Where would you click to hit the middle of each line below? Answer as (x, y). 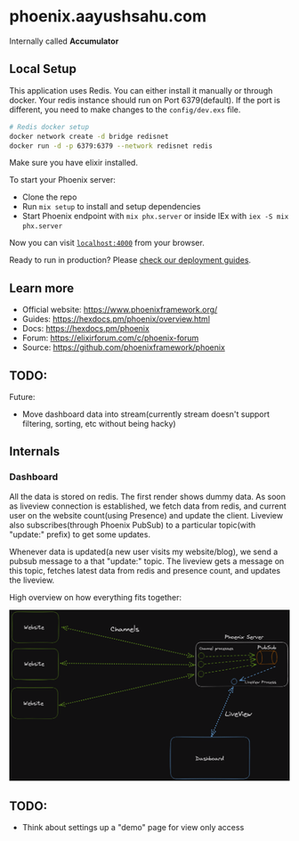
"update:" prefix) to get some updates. (80, 534)
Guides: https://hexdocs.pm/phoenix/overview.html (116, 319)
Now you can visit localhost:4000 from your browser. (107, 243)
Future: (22, 397)
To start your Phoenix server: (62, 180)
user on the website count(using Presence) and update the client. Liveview (146, 515)
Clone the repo (49, 197)
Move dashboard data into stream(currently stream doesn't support (145, 414)
